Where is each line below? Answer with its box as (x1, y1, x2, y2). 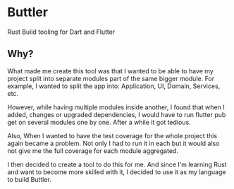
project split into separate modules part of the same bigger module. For (7, 74, 215, 83)
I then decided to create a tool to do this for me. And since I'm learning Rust (7, 160, 227, 169)
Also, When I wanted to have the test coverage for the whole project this (7, 131, 217, 140)
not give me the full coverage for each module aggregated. (7, 146, 178, 155)
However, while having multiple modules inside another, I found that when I (7, 103, 225, 111)
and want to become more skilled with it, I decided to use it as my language (7, 167, 226, 176)
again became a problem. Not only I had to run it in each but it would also (7, 139, 220, 147)
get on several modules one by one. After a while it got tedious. (7, 118, 192, 126)
